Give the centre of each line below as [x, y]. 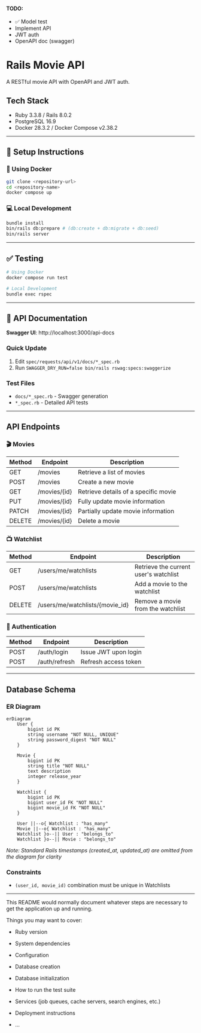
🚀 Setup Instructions [45, 152]
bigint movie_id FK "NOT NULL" [67, 807]
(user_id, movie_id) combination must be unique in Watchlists [92, 885]
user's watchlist [157, 574]
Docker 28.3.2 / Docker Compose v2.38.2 [66, 127]
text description [49, 771]
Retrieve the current [162, 566]
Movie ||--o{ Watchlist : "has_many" [64, 828]
